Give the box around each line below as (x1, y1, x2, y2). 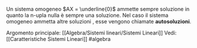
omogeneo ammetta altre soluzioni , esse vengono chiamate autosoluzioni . (6, 18, 192, 25)
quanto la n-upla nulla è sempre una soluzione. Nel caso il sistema (6, 12, 168, 19)
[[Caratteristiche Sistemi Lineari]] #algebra (6, 36, 111, 42)
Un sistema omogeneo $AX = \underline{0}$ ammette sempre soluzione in (6, 6, 190, 12)
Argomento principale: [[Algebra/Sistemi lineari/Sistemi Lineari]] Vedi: (6, 29, 177, 36)
